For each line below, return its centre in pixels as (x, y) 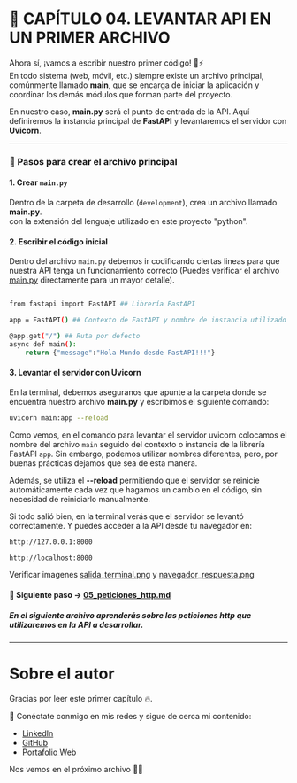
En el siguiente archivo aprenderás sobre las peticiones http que (130, 615)
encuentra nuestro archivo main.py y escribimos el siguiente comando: (139, 401)
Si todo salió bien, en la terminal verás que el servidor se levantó (127, 516)
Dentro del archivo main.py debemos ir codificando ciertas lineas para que (145, 261)
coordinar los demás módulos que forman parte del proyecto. (121, 94)
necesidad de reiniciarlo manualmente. (80, 499)
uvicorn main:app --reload (59, 418)
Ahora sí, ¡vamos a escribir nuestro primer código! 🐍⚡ (107, 63)
